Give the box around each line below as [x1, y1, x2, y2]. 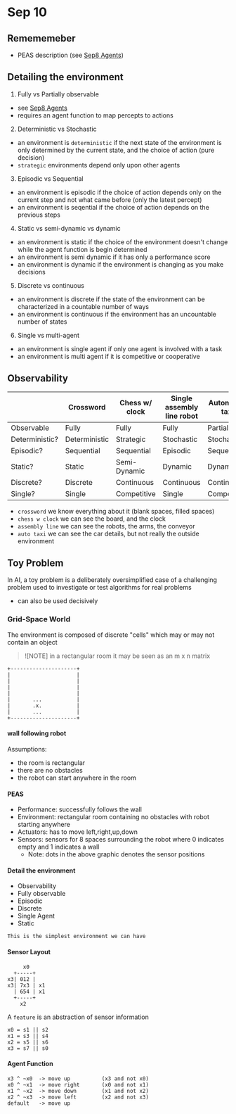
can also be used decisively [17, 597, 98, 605]
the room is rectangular [17, 758, 86, 767]
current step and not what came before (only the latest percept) [17, 195, 202, 204]
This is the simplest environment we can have [7, 933, 146, 940]
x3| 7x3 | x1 [7, 982, 46, 989]
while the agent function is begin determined [17, 245, 147, 253]
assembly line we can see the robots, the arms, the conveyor [17, 521, 195, 530]
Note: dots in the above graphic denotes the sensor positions [27, 850, 205, 859]
